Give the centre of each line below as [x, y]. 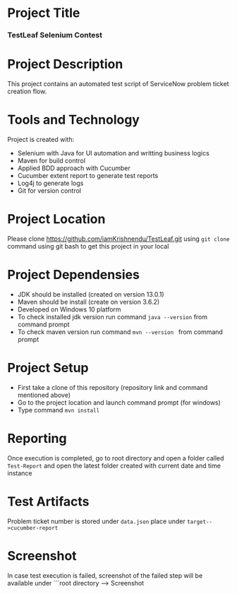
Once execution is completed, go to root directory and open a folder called [116, 458]
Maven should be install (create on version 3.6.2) [89, 302]
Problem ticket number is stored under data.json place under [96, 521]
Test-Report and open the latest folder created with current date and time [114, 465]
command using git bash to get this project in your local [88, 246]
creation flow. [27, 91]
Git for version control [49, 190]
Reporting [37, 438]
